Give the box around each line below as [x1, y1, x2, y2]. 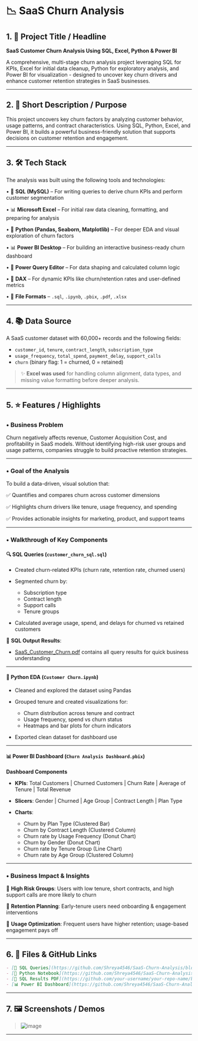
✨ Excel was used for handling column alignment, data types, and [20, 370, 181, 377]
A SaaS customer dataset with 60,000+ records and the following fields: [6, 335, 181, 342]
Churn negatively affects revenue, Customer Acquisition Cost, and [6, 434, 167, 442]
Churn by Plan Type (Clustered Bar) [23, 820, 110, 827]
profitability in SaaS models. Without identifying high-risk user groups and [6, 440, 186, 447]
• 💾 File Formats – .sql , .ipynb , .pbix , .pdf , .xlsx [6, 292, 127, 300]
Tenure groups [23, 608, 60, 615]
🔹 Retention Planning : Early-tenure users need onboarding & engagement [6, 902, 186, 910]
